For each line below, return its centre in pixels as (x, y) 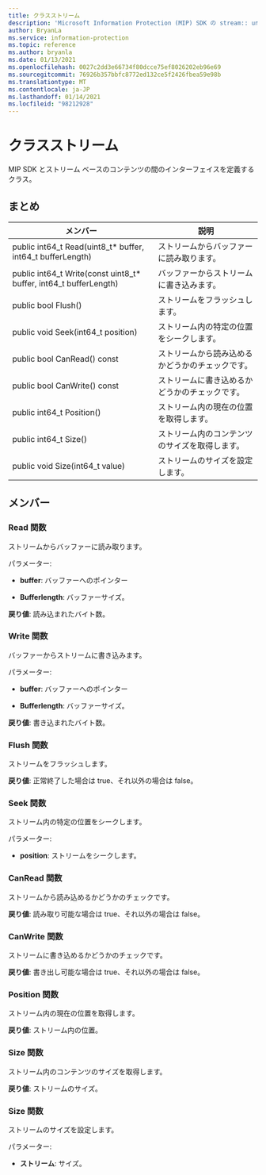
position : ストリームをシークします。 (80, 856)
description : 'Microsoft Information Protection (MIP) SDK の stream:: (128, 23)
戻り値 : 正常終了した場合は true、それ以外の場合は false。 (103, 781)
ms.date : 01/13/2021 (42, 60)
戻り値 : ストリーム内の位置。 (55, 1030)
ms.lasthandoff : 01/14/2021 (55, 97)
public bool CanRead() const (65, 359)
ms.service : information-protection (68, 38)
